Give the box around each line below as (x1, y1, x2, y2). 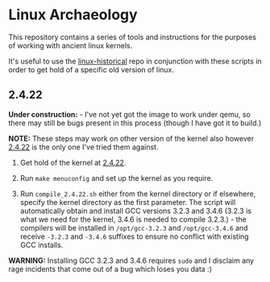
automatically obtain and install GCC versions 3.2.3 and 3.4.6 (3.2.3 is (19, 206, 252, 215)
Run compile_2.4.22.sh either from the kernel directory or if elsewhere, (19, 189, 256, 198)
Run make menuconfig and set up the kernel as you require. (19, 173, 214, 182)
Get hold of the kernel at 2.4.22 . (19, 157, 127, 167)
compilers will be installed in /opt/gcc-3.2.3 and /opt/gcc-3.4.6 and (19, 223, 248, 232)
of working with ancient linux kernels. (8, 40, 133, 50)
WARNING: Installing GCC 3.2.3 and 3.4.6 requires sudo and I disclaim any (8, 255, 255, 265)
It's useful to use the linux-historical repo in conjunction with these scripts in (8, 56, 262, 66)
